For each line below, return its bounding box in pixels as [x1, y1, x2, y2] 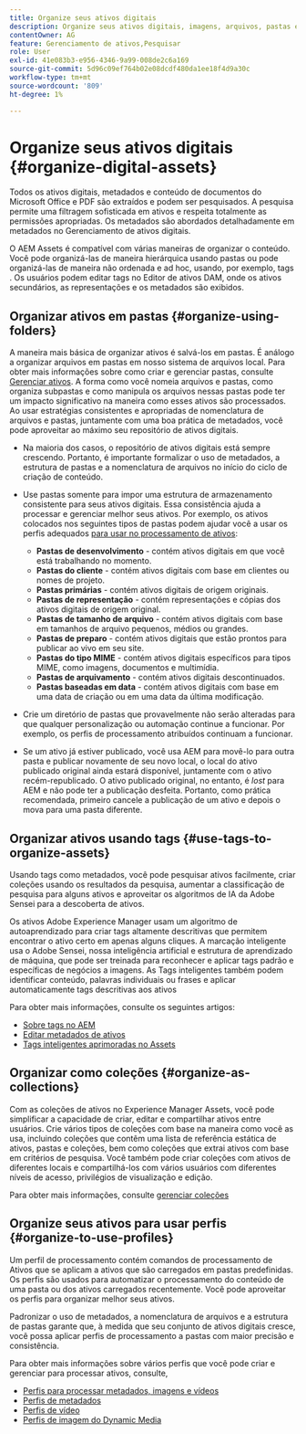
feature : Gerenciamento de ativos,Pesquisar [9, 38, 181, 48]
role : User [9, 47, 51, 57]
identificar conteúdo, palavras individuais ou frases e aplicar [9, 975, 237, 986]
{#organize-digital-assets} [9, 156, 218, 177]
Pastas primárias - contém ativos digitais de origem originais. [36, 585, 269, 596]
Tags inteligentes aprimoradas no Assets [22, 1039, 176, 1050]
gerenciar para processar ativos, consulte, [9, 1367, 168, 1378]
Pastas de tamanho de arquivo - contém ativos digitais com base [36, 614, 283, 625]
